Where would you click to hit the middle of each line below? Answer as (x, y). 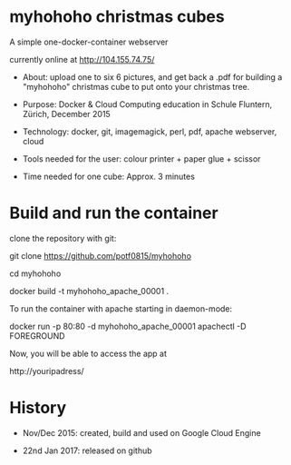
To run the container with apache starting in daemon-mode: (121, 308)
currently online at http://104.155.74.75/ (82, 59)
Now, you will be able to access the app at (88, 353)
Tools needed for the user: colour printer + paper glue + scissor (141, 158)
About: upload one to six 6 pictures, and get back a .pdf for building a (152, 77)
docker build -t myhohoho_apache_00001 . (89, 291)
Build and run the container (114, 213)
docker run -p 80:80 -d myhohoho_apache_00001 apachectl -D (128, 326)
